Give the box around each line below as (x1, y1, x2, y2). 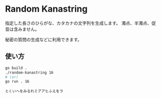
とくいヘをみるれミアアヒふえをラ (5, 89, 64, 94)
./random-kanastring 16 (5, 70, 54, 75)
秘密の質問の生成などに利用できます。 (5, 37, 82, 42)
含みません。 (13, 26, 40, 32)
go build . (5, 65, 27, 70)
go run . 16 (5, 79, 29, 84)
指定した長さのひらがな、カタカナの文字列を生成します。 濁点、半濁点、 (5, 20, 152, 26)
